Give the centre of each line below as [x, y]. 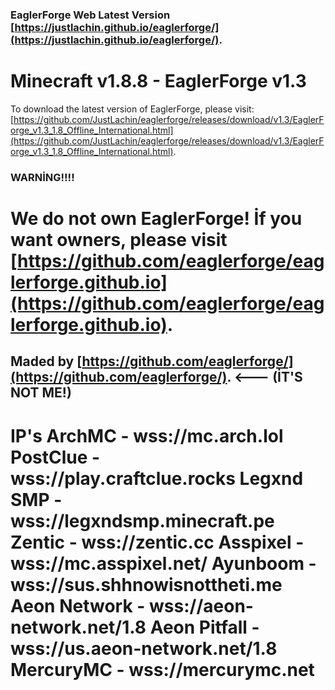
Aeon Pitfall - [204, 627]
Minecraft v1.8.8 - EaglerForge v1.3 [158, 81]
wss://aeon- [201, 605]
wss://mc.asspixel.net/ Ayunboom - [163, 563]
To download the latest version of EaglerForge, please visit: [132, 109]
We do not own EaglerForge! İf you [156, 218]
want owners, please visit [119, 239]
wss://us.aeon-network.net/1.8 [144, 648]
